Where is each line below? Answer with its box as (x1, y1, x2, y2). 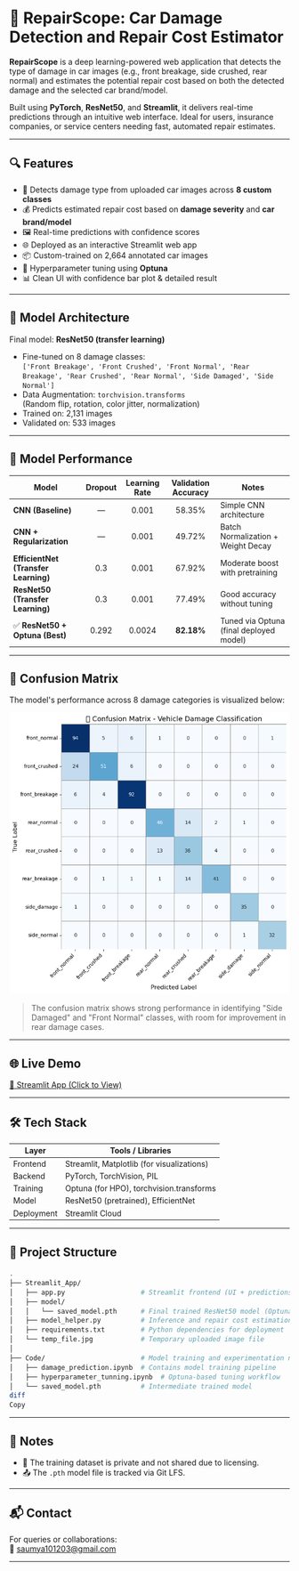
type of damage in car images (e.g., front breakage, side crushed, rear (9, 66, 268, 77)
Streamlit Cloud (65, 1208, 122, 1219)
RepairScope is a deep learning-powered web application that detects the (9, 56, 282, 67)
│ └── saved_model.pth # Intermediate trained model (9, 1381, 253, 1391)
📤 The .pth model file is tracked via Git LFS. (21, 1467, 185, 1478)
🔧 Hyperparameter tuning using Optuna (21, 263, 168, 273)
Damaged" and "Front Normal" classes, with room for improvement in (30, 1012, 287, 1023)
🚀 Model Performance (9, 451, 133, 466)
